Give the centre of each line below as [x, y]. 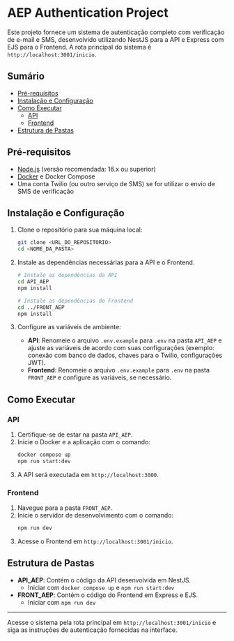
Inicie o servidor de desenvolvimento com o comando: [95, 515]
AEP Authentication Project [88, 13]
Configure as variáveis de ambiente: [69, 327]
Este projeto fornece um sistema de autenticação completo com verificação [116, 32]
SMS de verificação [46, 191]
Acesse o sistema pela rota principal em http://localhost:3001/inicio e [112, 622]
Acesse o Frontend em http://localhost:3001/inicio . [95, 541]
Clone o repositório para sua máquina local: [80, 230]
